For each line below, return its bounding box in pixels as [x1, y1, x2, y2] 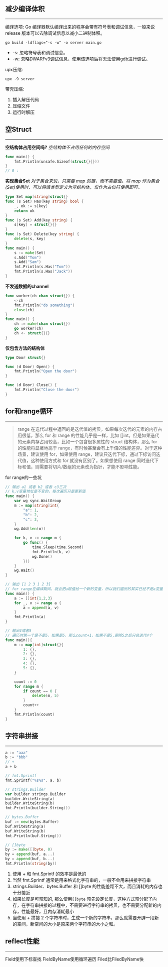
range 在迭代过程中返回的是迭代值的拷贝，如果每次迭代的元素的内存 [17, 426, 158, 432]
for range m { [14, 684, 43, 689]
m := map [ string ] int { [14, 503, 59, 508]
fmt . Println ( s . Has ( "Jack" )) [14, 269, 72, 274]
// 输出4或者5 [5, 628, 31, 634]
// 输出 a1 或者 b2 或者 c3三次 [5, 484, 66, 490]
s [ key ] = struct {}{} [14, 222, 57, 227]
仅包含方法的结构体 [5, 345, 45, 351]
